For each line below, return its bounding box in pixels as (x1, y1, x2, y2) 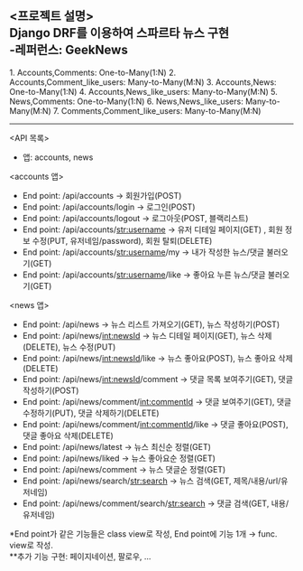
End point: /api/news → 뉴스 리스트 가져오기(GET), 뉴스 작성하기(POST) (22, 319, 280, 330)
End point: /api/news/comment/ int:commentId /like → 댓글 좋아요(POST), (22, 418, 289, 429)
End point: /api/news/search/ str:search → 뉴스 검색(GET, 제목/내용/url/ (22, 475, 281, 486)
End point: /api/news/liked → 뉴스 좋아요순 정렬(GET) (22, 453, 216, 463)
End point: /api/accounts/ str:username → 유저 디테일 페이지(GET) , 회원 (22, 224, 283, 235)
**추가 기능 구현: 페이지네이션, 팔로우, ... (9, 550, 151, 562)
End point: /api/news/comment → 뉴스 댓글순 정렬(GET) (22, 463, 226, 474)
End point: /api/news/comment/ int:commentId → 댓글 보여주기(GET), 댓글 (22, 396, 291, 407)
